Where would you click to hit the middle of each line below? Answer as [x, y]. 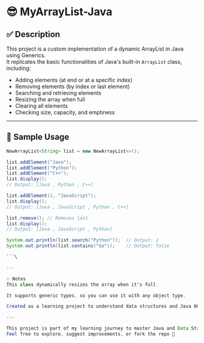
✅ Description [33, 34]
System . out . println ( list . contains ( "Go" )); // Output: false [88, 246]
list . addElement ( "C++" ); [38, 173]
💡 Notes [16, 279]
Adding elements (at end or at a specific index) [74, 80]
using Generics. [26, 55]
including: [19, 68]
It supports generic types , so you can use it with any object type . [96, 296]
